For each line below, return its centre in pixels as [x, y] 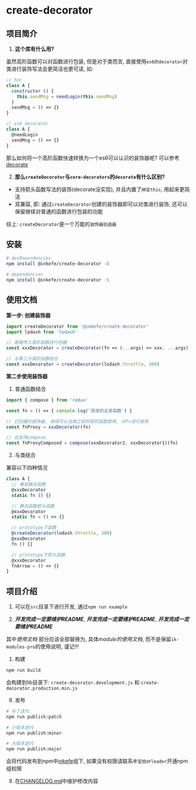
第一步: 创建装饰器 [28, 315]
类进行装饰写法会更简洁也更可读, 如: [50, 69]
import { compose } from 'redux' [47, 400]
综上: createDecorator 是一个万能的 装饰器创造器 [61, 224]
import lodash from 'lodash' [42, 332]
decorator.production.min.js [42, 688]
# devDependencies [29, 258]
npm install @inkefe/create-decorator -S [58, 280]
